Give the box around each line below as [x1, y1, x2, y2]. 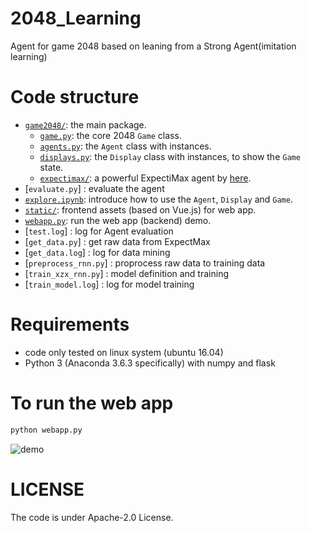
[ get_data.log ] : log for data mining [24, 246, 171, 258]
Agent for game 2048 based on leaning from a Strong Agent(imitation [10, 40, 297, 52]
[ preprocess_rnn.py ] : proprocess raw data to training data [24, 257, 266, 269]
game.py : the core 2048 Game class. [39, 129, 182, 141]
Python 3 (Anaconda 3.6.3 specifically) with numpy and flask [24, 357, 276, 369]
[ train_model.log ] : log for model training [24, 278, 195, 290]
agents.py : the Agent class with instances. [39, 140, 212, 152]
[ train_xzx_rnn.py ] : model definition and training [24, 267, 229, 279]
